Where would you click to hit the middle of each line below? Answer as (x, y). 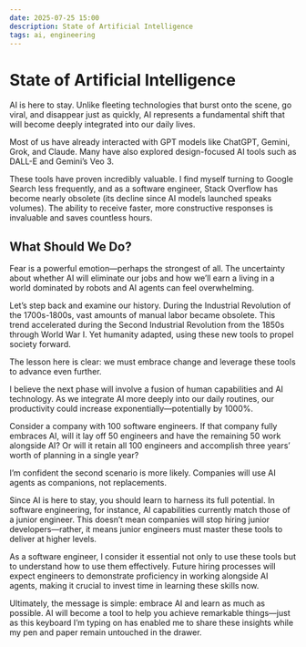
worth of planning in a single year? (74, 456)
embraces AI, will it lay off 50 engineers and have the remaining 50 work (145, 436)
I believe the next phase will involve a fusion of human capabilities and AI (147, 389)
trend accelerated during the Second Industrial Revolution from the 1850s (147, 325)
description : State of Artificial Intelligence (102, 26)
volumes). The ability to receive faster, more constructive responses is (141, 208)
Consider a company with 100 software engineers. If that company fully (143, 426)
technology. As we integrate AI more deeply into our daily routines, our (142, 399)
